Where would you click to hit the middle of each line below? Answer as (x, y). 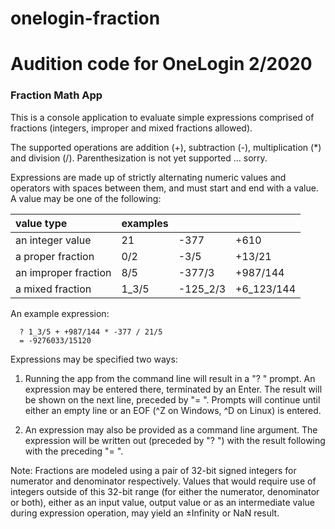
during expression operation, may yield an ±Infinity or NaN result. (145, 513)
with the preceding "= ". (74, 451)
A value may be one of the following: (86, 198)
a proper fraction (55, 256)
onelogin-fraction (85, 18)
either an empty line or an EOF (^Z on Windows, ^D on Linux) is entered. (173, 410)
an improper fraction (63, 272)
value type (41, 223)
